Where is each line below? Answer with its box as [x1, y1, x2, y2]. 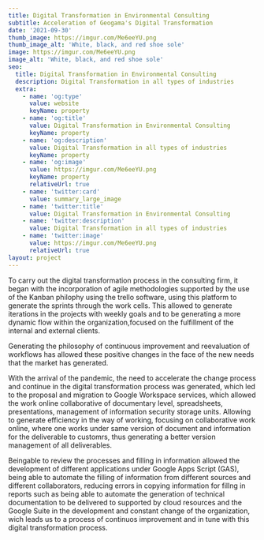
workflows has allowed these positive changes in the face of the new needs [8, 349, 255, 359]
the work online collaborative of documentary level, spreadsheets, [8, 398, 223, 407]
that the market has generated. [8, 358, 109, 367]
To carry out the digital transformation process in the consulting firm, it [8, 276, 239, 285]
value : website [28, 99, 80, 107]
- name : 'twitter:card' [22, 187, 101, 196]
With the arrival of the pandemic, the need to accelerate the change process [8, 373, 256, 383]
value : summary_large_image [28, 195, 122, 203]
